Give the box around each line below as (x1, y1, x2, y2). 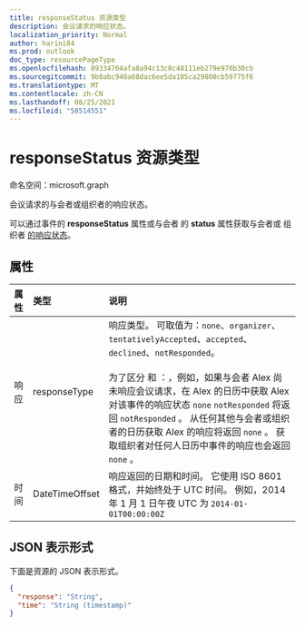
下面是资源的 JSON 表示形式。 (9, 565, 124, 576)
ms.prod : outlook (9, 47, 75, 56)
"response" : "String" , (17, 592, 103, 602)
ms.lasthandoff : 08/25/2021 (9, 97, 116, 107)
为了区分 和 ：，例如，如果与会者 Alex (108, 371, 271, 384)
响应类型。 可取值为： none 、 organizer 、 (108, 319, 281, 331)
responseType (33, 386, 93, 397)
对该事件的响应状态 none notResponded (108, 398, 271, 411)
